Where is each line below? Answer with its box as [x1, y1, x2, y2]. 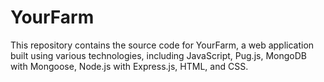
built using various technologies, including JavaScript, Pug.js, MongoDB [10, 49, 307, 61]
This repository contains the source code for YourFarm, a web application [10, 39, 315, 51]
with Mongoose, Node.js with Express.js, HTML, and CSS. [10, 60, 249, 72]
